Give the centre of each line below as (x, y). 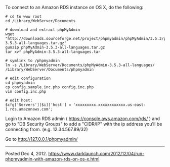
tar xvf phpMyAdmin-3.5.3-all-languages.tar (53, 52)
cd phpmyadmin (20, 83)
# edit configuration (28, 78)
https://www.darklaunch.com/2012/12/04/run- (96, 154)
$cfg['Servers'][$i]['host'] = (38, 105)
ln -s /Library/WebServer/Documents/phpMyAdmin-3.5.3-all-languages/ (80, 65)
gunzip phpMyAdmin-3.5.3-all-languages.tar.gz (55, 47)
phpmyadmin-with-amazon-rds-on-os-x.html (52, 159)
